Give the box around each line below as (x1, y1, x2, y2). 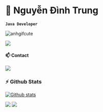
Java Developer (5, 21, 38, 27)
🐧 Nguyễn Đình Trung (5, 5, 98, 16)
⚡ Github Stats (5, 78, 42, 85)
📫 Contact (5, 52, 29, 58)
